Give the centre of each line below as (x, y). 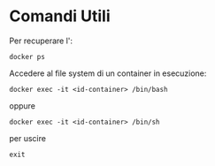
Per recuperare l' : (41, 41)
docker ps (27, 57)
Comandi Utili (60, 16)
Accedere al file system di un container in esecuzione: (108, 73)
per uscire (28, 138)
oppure (23, 106)
